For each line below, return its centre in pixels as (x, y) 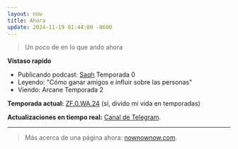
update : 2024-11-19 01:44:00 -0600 (60, 27)
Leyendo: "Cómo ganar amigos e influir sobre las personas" (105, 82)
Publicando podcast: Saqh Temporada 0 (76, 74)
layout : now (25, 14)
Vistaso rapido (29, 61)
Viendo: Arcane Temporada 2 (61, 90)
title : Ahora (27, 21)
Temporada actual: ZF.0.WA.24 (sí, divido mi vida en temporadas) (104, 104)
